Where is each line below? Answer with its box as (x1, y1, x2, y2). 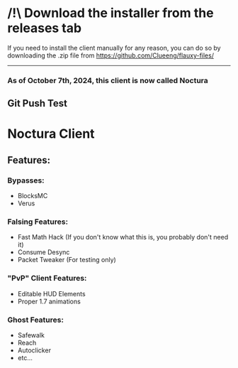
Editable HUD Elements (17, 289, 86, 298)
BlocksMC (17, 192, 48, 200)
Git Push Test (7, 97, 67, 109)
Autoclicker (17, 346, 52, 355)
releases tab (7, 20, 82, 36)
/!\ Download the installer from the (7, 5, 214, 21)
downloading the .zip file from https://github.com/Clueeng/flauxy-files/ (7, 51, 215, 60)
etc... (17, 354, 33, 362)
